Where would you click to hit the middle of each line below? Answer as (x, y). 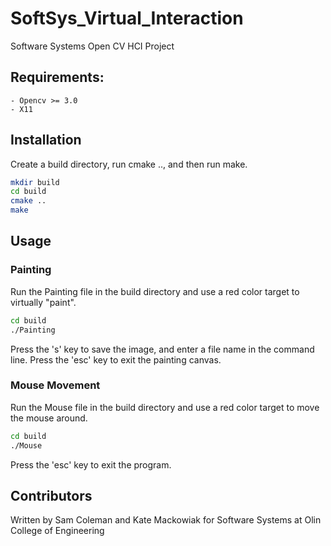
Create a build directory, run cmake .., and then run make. (129, 164)
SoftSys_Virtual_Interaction (127, 18)
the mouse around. (49, 418)
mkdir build (35, 182)
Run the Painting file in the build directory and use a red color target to (155, 291)
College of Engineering (57, 531)
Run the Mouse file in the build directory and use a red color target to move (165, 407)
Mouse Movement (55, 385)
